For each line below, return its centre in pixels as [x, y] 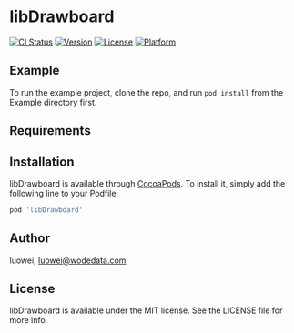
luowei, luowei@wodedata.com [68, 260]
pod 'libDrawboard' [46, 210]
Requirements [50, 131]
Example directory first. [53, 102]
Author [30, 238]
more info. [29, 320]
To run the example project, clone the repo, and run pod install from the [147, 92]
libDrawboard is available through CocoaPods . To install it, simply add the [147, 183]
